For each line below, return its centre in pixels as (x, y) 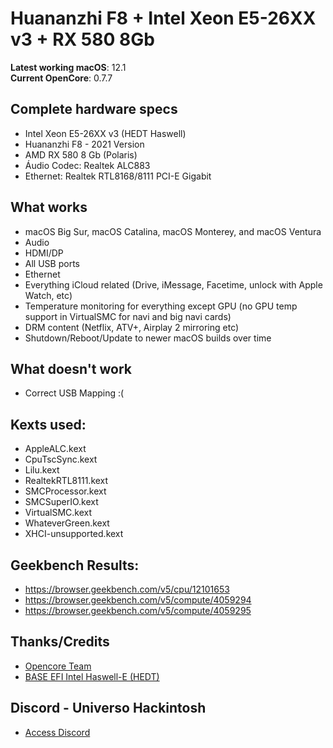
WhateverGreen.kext (67, 523)
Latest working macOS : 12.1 (68, 67)
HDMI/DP (44, 253)
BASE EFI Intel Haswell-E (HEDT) (92, 676)
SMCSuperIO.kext (61, 502)
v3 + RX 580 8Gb (82, 39)
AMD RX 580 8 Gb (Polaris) (81, 154)
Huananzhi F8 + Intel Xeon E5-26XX (163, 18)
